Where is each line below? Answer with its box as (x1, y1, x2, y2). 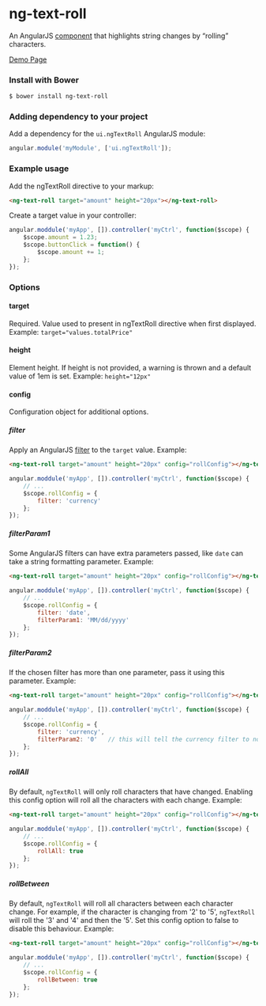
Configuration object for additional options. (9, 407, 149, 416)
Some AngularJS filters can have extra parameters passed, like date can (9, 549, 244, 558)
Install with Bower (9, 74, 80, 85)
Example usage (9, 163, 69, 174)
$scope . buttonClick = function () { (23, 241, 140, 249)
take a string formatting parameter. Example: (9, 557, 154, 567)
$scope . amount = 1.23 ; (23, 233, 98, 241)
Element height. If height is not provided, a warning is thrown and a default (9, 363, 252, 373)
